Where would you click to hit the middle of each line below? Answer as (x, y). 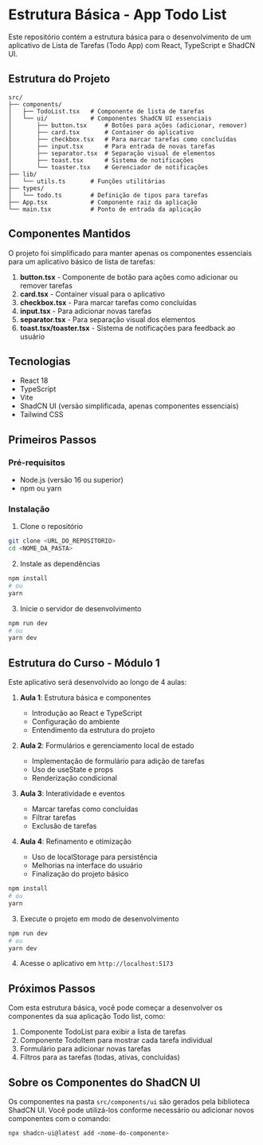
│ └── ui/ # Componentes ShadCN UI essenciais (110, 118)
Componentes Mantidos (70, 234)
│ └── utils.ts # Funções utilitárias (87, 181)
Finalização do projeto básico (80, 874)
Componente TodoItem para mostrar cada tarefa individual (116, 1040)
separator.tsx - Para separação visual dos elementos (108, 319)
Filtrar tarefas (54, 817)
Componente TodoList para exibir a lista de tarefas (103, 1032)
